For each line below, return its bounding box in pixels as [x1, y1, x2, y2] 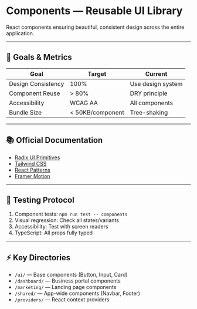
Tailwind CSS [14, 160, 47, 167]
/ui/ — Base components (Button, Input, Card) [14, 271, 128, 278]
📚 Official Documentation [6, 135, 103, 145]
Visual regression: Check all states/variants [14, 217, 119, 224]
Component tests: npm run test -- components [14, 210, 128, 218]
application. [6, 29, 35, 36]
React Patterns [14, 166, 51, 173]
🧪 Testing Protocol [6, 195, 74, 205]
